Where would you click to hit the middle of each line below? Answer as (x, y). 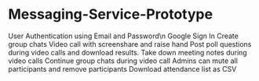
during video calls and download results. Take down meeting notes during (128, 52)
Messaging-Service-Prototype (111, 14)
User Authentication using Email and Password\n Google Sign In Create (124, 36)
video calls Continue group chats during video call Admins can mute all (123, 61)
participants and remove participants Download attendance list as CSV (122, 69)
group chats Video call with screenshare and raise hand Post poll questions (130, 44)
